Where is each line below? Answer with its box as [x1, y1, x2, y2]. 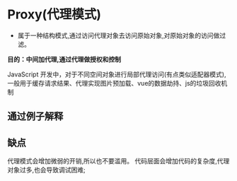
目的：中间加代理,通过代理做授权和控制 [7, 54, 122, 64]
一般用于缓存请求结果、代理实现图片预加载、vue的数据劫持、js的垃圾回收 [7, 78, 221, 87]
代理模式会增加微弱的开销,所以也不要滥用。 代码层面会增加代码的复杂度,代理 [7, 157, 230, 165]
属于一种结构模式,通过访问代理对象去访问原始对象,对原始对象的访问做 [17, 31, 220, 40]
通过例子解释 [7, 110, 64, 122]
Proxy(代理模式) [7, 6, 101, 23]
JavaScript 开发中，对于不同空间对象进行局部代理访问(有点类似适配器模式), [7, 70, 226, 78]
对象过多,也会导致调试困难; [7, 165, 86, 174]
